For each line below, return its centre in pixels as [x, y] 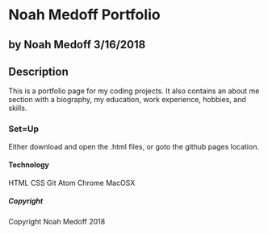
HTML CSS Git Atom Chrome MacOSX [72, 183]
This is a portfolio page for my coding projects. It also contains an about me [134, 91]
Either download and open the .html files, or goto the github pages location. [134, 146]
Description [38, 71]
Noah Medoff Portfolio [84, 15]
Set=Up [23, 129]
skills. [18, 108]
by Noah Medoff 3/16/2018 [77, 45]
